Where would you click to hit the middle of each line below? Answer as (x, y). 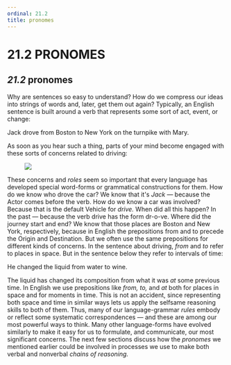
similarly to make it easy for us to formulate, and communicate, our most (111, 332)
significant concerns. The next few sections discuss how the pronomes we (114, 339)
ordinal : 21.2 (28, 14)
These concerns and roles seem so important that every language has (108, 179)
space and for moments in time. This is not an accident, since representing (114, 295)
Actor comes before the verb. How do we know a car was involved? (104, 201)
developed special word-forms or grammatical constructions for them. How (115, 187)
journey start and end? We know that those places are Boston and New (109, 223)
